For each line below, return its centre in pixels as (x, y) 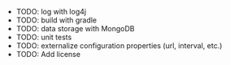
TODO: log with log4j (51, 12)
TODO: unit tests (44, 37)
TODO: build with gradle (56, 20)
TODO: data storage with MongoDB (76, 28)
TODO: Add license (48, 54)
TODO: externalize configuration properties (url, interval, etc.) (119, 46)
